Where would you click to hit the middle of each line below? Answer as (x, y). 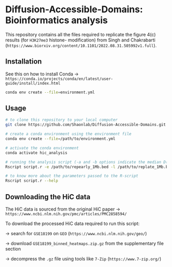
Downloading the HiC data (48, 197)
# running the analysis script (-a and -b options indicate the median (83, 162)
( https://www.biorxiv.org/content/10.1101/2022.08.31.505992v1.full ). (81, 45)
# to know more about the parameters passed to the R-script (72, 176)
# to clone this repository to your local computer (61, 120)
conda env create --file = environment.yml (50, 92)
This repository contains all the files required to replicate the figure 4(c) (81, 34)
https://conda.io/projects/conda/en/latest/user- (59, 79)
